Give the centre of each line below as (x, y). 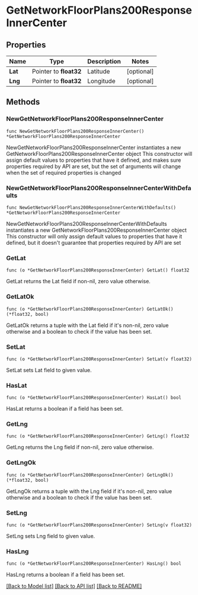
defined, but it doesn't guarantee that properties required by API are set (94, 242)
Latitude (98, 71)
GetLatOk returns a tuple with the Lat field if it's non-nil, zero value (87, 325)
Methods (23, 102)
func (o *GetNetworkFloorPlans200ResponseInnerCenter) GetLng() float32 (98, 436)
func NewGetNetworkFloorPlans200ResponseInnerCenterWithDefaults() (91, 207)
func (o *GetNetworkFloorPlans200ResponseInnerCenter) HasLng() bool (94, 564)
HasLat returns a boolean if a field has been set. (65, 409)
